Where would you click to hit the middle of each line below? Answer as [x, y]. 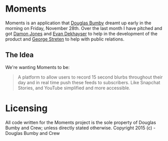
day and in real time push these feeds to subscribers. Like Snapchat [89, 82]
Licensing [26, 108]
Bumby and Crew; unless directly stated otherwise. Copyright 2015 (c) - [80, 128]
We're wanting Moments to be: [37, 67]
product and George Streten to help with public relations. [65, 39]
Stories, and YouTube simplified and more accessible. [74, 88]
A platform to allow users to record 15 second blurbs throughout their [90, 77]
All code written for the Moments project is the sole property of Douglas [81, 122]
